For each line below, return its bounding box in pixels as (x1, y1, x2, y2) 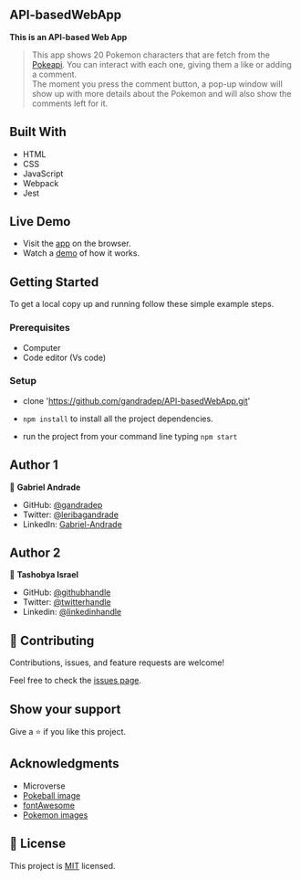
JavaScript (22, 168, 64, 179)
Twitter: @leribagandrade (22, 509, 119, 520)
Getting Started (9, 274, 99, 290)
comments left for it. (31, 98, 109, 109)
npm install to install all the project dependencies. (22, 413, 213, 424)
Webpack (22, 177, 59, 188)
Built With (9, 124, 67, 140)
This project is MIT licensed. (9, 860, 116, 871)
